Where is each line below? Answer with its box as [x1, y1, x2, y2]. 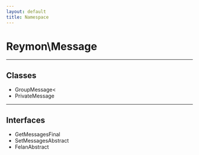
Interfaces [6, 115, 46, 125]
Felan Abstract [14, 143, 49, 151]
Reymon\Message [6, 40, 98, 53]
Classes [6, 70, 37, 80]
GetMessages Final [14, 131, 60, 138]
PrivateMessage [14, 92, 54, 99]
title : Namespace [6, 14, 49, 20]
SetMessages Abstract [14, 137, 69, 144]
